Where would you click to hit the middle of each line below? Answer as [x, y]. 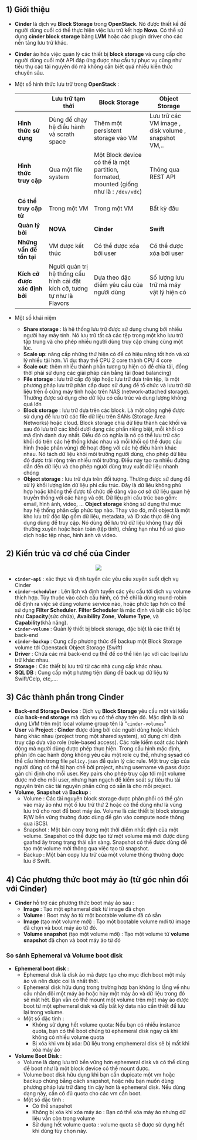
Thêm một [108, 123]
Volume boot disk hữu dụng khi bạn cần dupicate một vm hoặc [99, 1074]
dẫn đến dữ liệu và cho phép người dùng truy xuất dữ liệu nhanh [101, 466]
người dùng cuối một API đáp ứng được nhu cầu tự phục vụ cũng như [98, 60]
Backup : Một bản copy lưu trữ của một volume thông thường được [104, 855]
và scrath [62, 134]
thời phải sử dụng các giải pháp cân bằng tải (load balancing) [97, 373]
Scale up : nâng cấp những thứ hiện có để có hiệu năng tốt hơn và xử [106, 354]
